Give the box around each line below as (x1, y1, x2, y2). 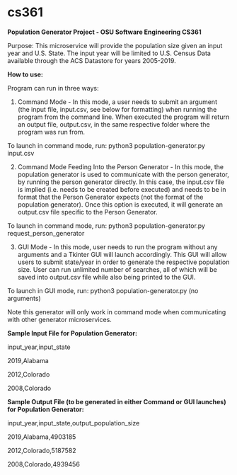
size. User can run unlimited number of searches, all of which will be (17, 265, 217, 273)
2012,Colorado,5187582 (7, 446, 76, 454)
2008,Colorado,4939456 (7, 459, 80, 468)
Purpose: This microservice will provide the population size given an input (7, 41, 223, 50)
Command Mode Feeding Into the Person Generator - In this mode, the (17, 162, 224, 171)
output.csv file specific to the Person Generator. (17, 207, 158, 216)
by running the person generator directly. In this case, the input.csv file (17, 178, 225, 186)
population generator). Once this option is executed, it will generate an (17, 200, 224, 209)
